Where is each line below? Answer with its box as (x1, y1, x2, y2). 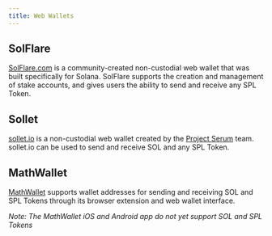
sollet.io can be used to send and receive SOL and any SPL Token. (8, 142, 230, 152)
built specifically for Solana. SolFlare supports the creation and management (8, 72, 264, 82)
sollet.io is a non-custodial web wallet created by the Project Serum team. (8, 134, 254, 144)
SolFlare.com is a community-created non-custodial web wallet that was (8, 63, 250, 73)
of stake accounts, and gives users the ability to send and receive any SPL (8, 80, 257, 90)
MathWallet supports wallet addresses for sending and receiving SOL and (8, 188, 253, 197)
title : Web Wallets (8, 11, 74, 20)
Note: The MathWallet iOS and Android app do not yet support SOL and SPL (8, 212, 263, 221)
